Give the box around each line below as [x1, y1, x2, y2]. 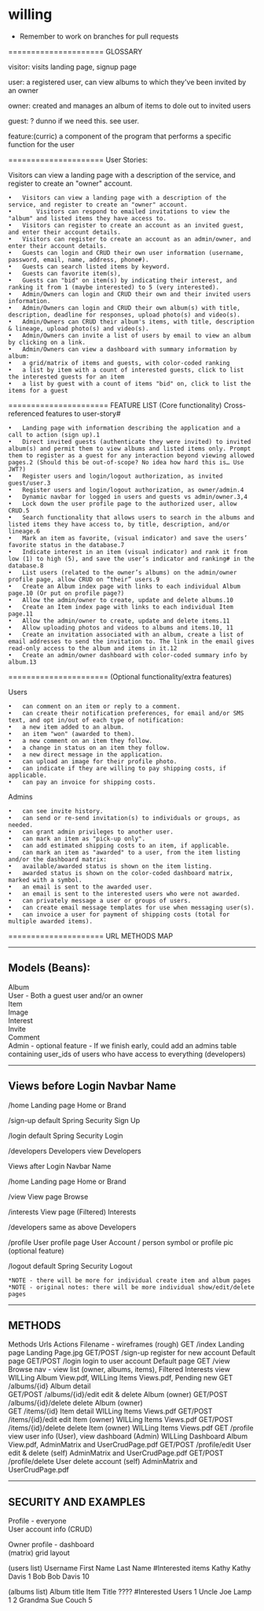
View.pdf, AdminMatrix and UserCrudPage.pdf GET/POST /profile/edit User [8, 1440, 251, 1450]
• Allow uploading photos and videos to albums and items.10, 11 [8, 623, 234, 631]
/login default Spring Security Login [8, 1131, 123, 1140]
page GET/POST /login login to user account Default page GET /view [8, 1356, 230, 1366]
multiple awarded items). [8, 917, 93, 926]
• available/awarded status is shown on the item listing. [8, 862, 213, 870]
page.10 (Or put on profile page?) [8, 589, 125, 597]
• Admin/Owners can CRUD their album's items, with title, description [8, 317, 255, 326]
